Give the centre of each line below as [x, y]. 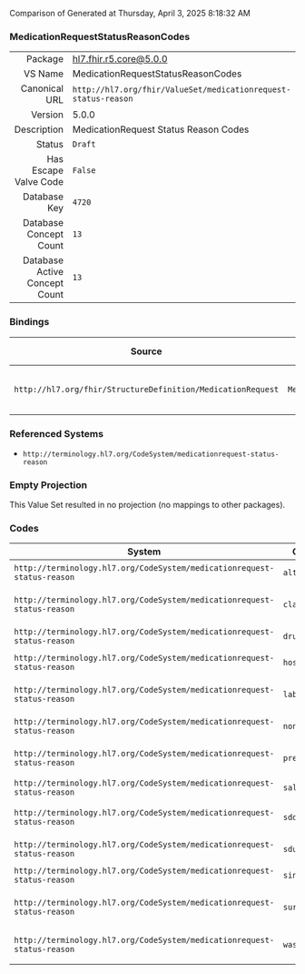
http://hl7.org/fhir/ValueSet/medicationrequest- [182, 90]
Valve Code [39, 182]
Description [39, 129]
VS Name [44, 74]
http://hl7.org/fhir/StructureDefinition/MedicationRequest [147, 389]
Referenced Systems [57, 433]
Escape [47, 170]
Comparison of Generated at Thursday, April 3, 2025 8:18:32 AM [130, 13]
